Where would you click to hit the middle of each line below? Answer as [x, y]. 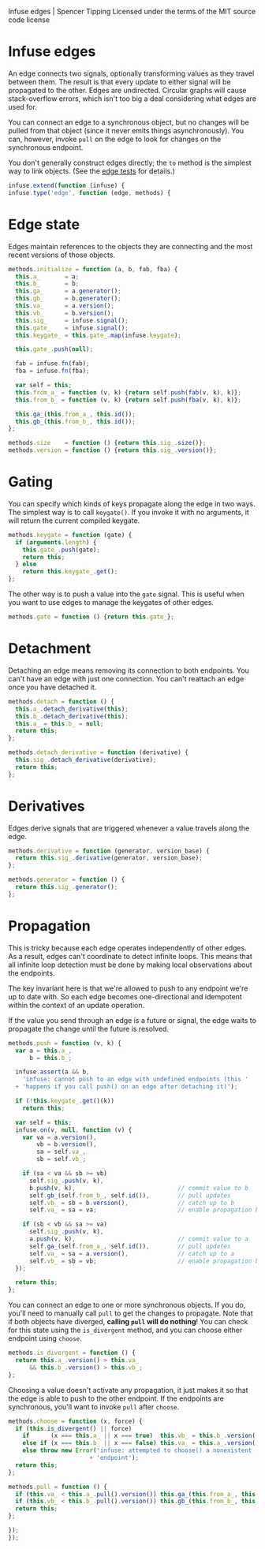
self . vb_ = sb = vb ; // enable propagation [140, 1261]
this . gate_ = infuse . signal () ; [72, 328]
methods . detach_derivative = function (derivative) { [99, 752]
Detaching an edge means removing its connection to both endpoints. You [129, 670]
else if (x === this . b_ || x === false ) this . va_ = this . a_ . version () [141, 1443]
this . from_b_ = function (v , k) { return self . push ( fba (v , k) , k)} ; [129, 400]
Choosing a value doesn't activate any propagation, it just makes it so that [128, 1390]
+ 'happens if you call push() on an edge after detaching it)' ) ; [127, 1087]
